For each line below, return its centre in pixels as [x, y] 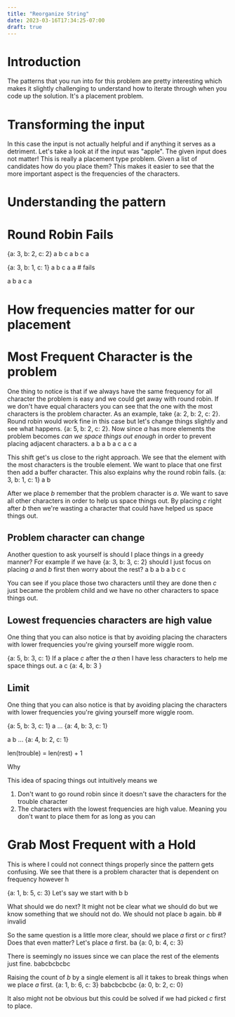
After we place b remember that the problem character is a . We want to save [118, 493]
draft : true [25, 27]
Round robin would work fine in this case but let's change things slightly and [117, 421]
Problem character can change [76, 538]
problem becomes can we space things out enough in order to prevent [109, 436]
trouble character [42, 801]
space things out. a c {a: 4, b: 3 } [54, 666]
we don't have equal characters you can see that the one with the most [110, 406]
